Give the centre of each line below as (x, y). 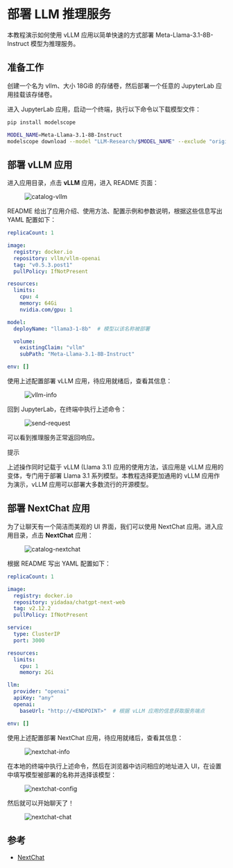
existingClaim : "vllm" (52, 348)
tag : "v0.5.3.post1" (43, 265)
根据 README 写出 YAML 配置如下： (59, 563)
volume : (25, 341)
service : (20, 628)
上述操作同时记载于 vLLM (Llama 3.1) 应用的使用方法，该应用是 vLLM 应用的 (115, 467)
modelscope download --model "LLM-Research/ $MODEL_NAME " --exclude (107, 141)
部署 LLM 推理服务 (59, 14)
